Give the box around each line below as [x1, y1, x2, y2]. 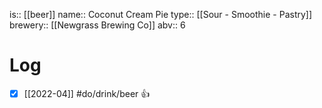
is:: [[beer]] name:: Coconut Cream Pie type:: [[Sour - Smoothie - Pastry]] [9, 9, 313, 20]
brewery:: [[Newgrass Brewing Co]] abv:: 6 [9, 19, 186, 31]
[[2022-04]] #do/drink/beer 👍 [23, 87, 151, 99]
